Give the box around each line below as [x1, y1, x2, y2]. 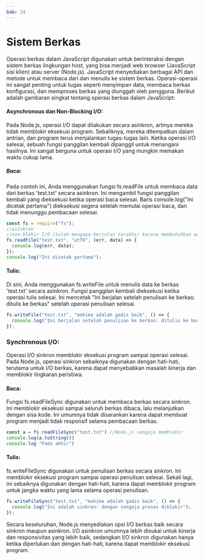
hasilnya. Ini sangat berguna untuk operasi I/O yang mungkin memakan [6, 147, 184, 154]
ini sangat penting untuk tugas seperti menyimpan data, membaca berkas [6, 81, 191, 88]
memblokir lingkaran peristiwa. [6, 370, 84, 378]
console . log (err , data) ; [12, 243, 75, 249]
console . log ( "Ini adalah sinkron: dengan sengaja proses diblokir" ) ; [12, 504, 191, 510]
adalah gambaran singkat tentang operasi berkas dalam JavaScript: [6, 94, 175, 101]
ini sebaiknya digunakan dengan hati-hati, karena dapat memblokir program [6, 480, 196, 488]
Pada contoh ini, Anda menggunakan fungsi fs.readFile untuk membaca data [6, 183, 198, 190]
